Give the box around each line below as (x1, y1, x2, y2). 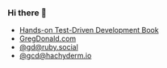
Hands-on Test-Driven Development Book (19, 26, 159, 35)
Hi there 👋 (7, 7, 48, 18)
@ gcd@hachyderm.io (19, 51, 92, 61)
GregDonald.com (19, 34, 77, 43)
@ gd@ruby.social (19, 42, 78, 52)
